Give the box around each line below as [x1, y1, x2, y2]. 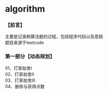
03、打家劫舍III [5, 77, 36, 83]
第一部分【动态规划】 [5, 53, 55, 60]
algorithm [5, 3, 45, 15]
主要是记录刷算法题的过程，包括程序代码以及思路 [5, 34, 103, 39]
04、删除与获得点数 [5, 83, 45, 89]
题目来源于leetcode [5, 40, 44, 46]
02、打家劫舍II [5, 71, 34, 77]
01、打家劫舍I [5, 65, 33, 71]
